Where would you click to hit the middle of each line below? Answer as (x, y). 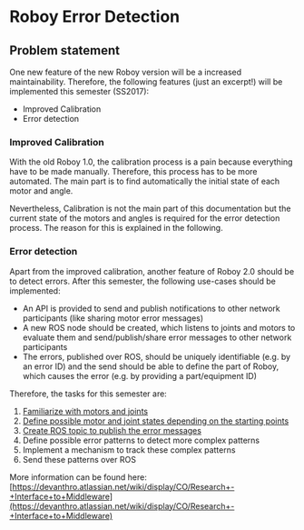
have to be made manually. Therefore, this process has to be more (133, 172)
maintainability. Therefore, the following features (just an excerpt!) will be (146, 82)
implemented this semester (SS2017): (79, 91)
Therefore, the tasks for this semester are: (88, 394)
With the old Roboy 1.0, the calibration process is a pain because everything (151, 162)
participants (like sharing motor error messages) (113, 318)
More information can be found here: (78, 477)
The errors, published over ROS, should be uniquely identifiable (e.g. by (157, 356)
